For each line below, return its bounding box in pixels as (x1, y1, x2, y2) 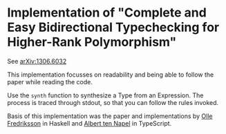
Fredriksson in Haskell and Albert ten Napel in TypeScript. (7, 119, 172, 127)
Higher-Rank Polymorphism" (7, 35, 177, 50)
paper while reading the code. (7, 77, 93, 86)
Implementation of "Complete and (7, 5, 207, 21)
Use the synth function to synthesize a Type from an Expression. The (7, 91, 204, 99)
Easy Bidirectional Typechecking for (7, 19, 220, 35)
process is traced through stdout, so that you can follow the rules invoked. (7, 98, 219, 106)
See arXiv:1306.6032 (7, 57, 67, 65)
